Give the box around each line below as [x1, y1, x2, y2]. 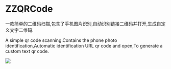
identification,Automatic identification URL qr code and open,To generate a [5, 42, 163, 49]
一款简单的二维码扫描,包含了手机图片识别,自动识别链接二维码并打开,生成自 [5, 20, 162, 27]
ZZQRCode [5, 3, 53, 15]
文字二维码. [9, 27, 34, 33]
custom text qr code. [5, 48, 50, 54]
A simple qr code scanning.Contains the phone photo [5, 37, 117, 43]
